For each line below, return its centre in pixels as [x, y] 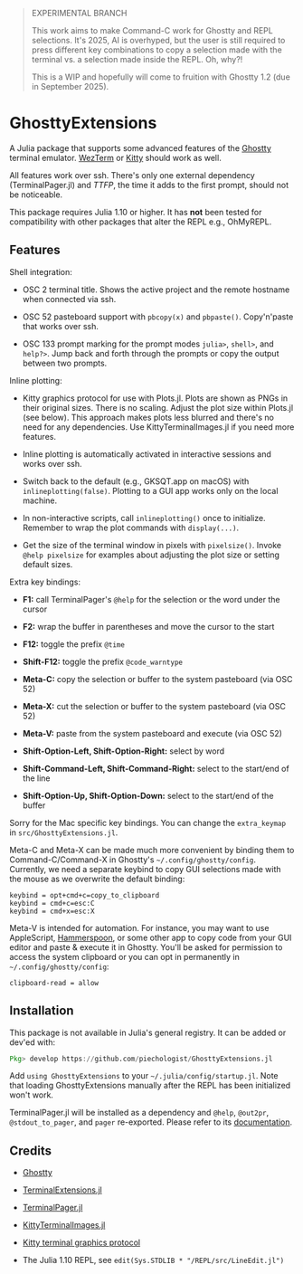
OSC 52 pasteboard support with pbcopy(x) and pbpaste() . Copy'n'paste [158, 317]
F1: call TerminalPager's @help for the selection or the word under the [151, 599]
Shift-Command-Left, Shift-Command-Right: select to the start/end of [156, 768]
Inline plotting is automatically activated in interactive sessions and [147, 454]
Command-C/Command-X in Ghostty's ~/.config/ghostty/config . [133, 860]
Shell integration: [41, 271]
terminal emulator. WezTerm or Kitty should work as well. [115, 157]
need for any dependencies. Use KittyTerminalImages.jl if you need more [158, 427]
